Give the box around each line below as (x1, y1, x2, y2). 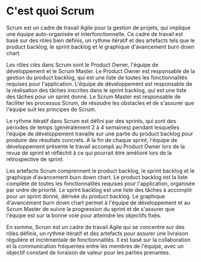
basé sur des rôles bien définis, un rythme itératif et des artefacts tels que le (6, 37, 195, 44)
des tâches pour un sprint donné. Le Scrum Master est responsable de (6, 93, 181, 100)
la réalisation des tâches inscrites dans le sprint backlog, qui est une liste (6, 86, 187, 94)
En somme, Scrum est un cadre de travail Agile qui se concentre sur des (6, 223, 185, 230)
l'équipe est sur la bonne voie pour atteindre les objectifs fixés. (6, 212, 162, 219)
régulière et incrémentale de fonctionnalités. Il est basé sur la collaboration (6, 236, 191, 243)
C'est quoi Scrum (6, 4, 95, 18)
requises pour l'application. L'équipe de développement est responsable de (6, 80, 193, 88)
